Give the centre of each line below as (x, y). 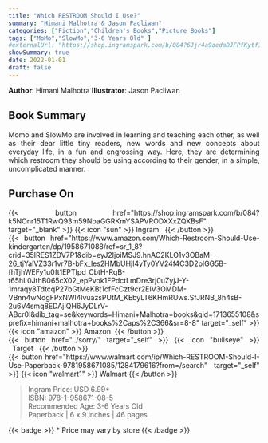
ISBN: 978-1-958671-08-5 (71, 398)
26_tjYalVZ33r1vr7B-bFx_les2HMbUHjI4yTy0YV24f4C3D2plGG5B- (118, 263)
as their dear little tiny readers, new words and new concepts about (134, 143)
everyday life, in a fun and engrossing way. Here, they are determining (134, 152)
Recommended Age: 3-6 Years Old (85, 406)
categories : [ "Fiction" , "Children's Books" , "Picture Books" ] (112, 30)
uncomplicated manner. (47, 168)
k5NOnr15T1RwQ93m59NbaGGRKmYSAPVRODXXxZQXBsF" (108, 221)
